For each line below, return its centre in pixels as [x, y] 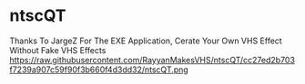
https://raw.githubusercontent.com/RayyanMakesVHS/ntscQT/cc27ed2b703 [152, 60]
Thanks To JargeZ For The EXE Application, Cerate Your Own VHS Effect [146, 41]
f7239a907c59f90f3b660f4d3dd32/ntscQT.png [99, 70]
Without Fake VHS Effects [58, 50]
